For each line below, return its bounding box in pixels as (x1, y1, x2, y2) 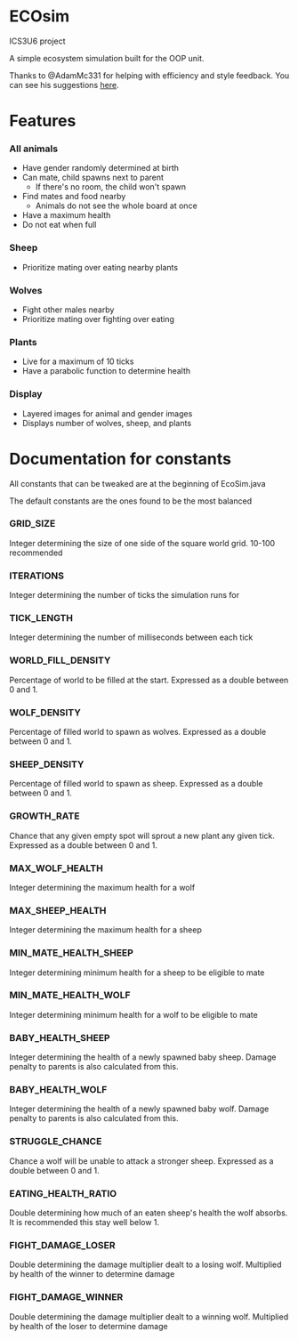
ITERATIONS (9, 569, 65, 582)
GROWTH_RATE (9, 810, 80, 822)
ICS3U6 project (9, 36, 66, 46)
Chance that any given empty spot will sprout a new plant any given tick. (9, 830, 276, 841)
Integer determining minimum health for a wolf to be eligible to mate (9, 1009, 258, 1020)
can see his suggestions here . (9, 79, 119, 90)
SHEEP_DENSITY (9, 758, 85, 771)
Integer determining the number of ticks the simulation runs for (9, 590, 240, 601)
